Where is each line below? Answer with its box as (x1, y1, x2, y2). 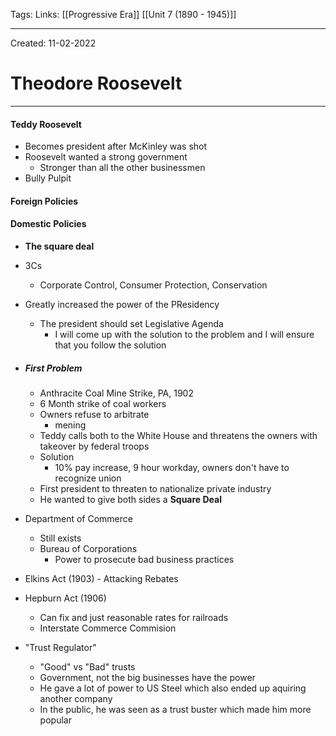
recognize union (54, 472, 122, 484)
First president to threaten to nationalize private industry (39, 482, 272, 494)
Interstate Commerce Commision (39, 622, 177, 634)
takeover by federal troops (39, 440, 150, 452)
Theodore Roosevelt (10, 72, 183, 95)
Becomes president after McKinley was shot (24, 140, 208, 153)
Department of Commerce (24, 512, 133, 524)
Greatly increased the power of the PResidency (24, 298, 220, 310)
